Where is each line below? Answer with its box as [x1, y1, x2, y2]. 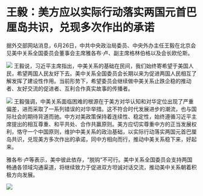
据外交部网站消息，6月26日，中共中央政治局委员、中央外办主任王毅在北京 [6, 42, 191, 49]
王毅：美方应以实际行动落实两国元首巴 [6, 5, 198, 19]
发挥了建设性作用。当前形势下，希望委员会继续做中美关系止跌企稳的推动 [11, 77, 192, 85]
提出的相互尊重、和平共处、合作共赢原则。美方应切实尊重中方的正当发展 [11, 120, 192, 128]
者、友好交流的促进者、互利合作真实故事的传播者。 [6, 85, 134, 92]
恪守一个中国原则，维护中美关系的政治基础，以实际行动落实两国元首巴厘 [16, 128, 197, 135]
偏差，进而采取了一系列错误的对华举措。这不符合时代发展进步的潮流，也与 [6, 105, 192, 113]
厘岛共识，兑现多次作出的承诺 [6, 21, 155, 34]
